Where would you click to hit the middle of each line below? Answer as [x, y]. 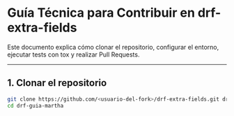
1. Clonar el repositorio [57, 83]
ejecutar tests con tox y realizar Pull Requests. [73, 55]
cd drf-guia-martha [36, 106]
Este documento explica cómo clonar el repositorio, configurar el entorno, [113, 47]
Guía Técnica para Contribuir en [101, 13]
